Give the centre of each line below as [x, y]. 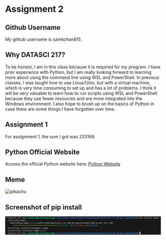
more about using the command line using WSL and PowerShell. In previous [82, 77]
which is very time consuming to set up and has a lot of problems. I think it [81, 88]
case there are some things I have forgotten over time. [60, 109]
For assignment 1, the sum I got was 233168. [50, 136]
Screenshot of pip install [43, 207]
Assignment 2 [34, 9]
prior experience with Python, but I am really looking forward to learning [78, 72]
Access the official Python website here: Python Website [63, 164]
